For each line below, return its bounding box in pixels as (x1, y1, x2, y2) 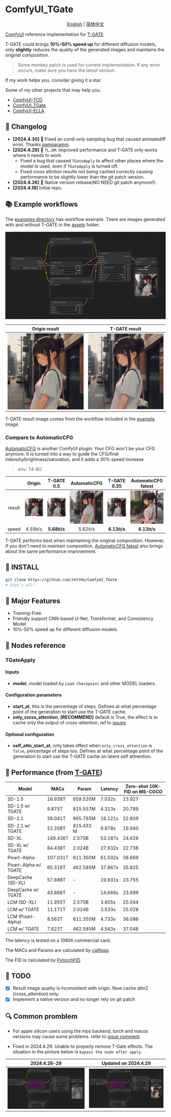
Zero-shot (125, 783, 149, 789)
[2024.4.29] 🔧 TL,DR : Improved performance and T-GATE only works (12, 147, 158, 153)
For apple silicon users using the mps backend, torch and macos (12, 1028, 149, 1034)
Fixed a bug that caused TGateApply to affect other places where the (20, 157, 164, 164)
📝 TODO (5, 971, 31, 980)
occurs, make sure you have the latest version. (17, 67, 116, 73)
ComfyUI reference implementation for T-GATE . (5, 31, 105, 37)
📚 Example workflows (5, 200, 78, 209)
